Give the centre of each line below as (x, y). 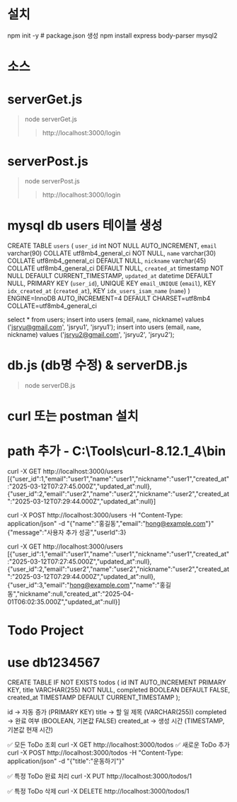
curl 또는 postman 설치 (73, 417)
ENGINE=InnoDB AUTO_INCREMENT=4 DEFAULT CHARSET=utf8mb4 (109, 298)
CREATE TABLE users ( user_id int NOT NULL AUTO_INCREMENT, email (112, 246)
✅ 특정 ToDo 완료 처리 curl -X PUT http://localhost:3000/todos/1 (100, 777)
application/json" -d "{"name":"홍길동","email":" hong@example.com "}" (111, 523)
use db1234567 (54, 663)
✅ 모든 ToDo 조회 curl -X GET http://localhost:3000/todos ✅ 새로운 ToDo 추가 (118, 745)
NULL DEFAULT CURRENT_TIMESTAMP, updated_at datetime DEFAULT (110, 275)
